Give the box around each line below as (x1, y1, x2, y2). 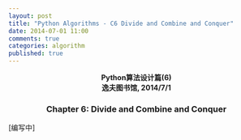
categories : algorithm (8, 42, 85, 50)
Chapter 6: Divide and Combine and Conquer (45, 103, 227, 114)
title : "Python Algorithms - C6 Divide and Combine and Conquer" (8, 19, 234, 28)
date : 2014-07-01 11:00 (8, 27, 89, 35)
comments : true (8, 34, 60, 43)
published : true (8, 49, 63, 57)
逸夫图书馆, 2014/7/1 (101, 83, 172, 92)
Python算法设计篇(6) (101, 73, 172, 82)
